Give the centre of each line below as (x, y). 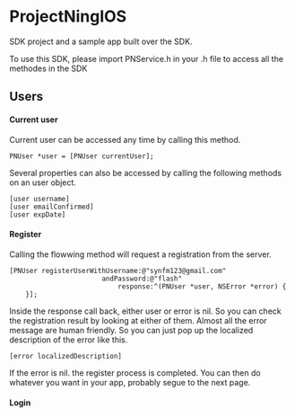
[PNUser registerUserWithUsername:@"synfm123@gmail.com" (118, 271)
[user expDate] (38, 214)
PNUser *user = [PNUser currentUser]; (82, 156)
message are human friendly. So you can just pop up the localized (131, 330)
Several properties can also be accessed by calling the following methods (146, 173)
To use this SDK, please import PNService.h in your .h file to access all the (147, 58)
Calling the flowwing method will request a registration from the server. (140, 254)
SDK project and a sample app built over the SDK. (101, 41)
